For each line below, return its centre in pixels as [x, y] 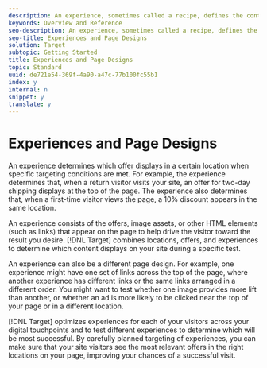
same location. [33, 208]
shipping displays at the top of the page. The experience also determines [128, 191]
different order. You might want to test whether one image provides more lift [132, 289]
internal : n [28, 89]
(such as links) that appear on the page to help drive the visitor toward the [130, 232]
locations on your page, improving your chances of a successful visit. [122, 355]
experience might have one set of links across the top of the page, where [128, 273]
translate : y [30, 104]
